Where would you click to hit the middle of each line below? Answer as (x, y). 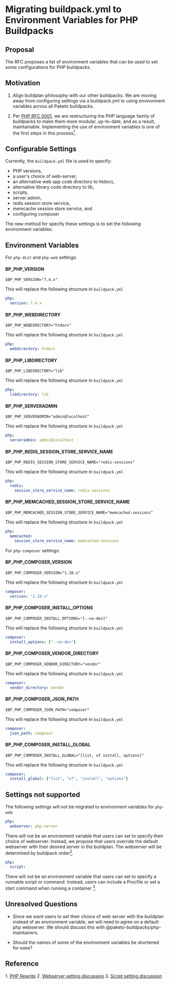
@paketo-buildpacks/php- (133, 927)
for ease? (23, 947)
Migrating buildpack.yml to (63, 9)
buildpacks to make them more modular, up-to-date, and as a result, (84, 121)
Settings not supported (43, 795)
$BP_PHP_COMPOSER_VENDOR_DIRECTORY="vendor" (53, 664)
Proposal (20, 49)
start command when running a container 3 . (51, 888)
